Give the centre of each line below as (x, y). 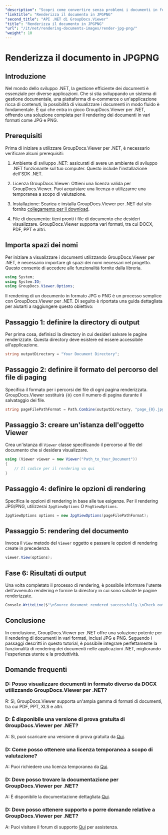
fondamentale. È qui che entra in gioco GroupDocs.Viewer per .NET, (75, 110)
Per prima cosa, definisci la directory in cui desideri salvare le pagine (76, 334)
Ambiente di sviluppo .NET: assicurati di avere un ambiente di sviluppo (85, 163)
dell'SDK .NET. (27, 174)
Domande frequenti (36, 670)
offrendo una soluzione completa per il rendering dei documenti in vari (78, 115)
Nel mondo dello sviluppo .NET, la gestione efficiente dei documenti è (77, 88)
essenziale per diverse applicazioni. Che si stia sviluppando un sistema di (81, 94)
